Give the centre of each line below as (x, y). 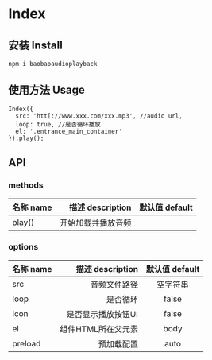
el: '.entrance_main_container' (69, 131)
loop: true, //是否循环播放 (58, 124)
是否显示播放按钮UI (102, 314)
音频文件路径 (114, 285)
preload (27, 343)
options (23, 247)
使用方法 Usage (47, 90)
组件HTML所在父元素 (99, 329)
